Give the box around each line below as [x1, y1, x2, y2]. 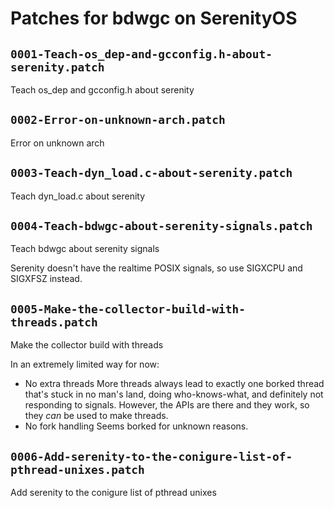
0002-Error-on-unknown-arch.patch [10, 113, 226, 127]
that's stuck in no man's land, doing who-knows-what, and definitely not [24, 388, 324, 401]
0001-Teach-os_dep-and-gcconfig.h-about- [10, 47, 273, 61]
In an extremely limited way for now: [10, 358, 160, 371]
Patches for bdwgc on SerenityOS [10, 7, 298, 30]
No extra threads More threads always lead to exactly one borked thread [24, 378, 325, 390]
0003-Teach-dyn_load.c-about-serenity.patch [10, 166, 293, 181]
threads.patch [10, 315, 98, 329]
